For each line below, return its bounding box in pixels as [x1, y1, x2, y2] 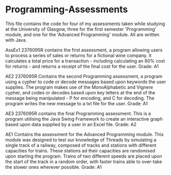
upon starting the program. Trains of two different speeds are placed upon [5, 153, 162, 159]
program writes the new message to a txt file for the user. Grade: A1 [5, 100, 148, 106]
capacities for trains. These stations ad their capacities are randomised [5, 147, 155, 153]
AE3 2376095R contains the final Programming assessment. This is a [5, 110, 151, 116]
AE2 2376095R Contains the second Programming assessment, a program [5, 73, 163, 79]
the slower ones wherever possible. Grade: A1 [5, 164, 102, 170]
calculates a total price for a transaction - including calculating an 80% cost [5, 57, 165, 64]
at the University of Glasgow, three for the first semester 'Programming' [5, 26, 157, 32]
